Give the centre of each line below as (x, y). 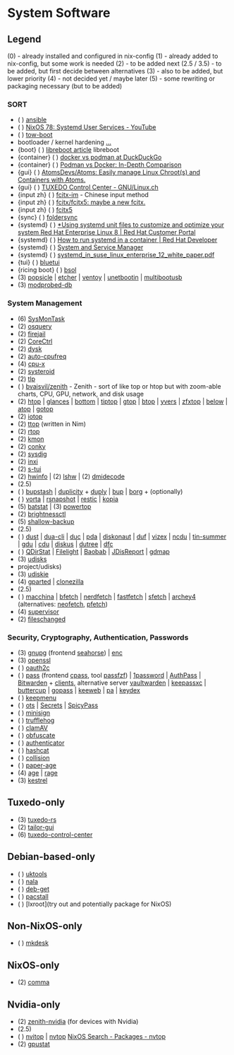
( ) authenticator (41, 743)
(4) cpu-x (31, 364)
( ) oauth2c (33, 667)
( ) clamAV (32, 727)
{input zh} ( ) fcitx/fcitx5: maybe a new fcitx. (81, 202)
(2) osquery (35, 326)
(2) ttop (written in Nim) (52, 424)
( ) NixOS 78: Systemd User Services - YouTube (87, 127)
